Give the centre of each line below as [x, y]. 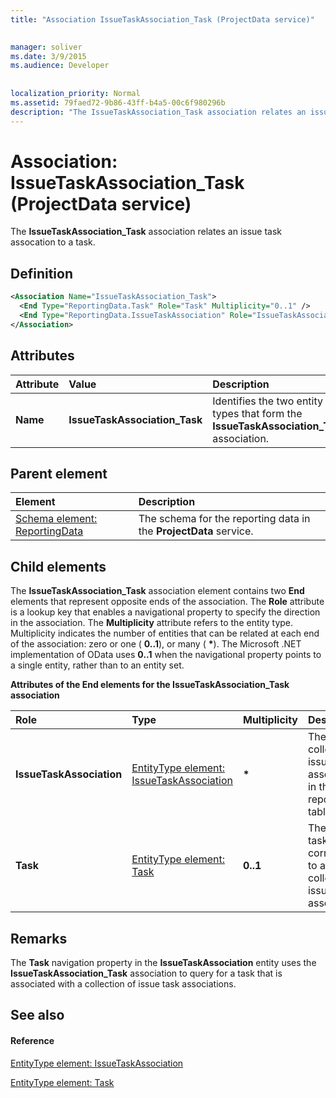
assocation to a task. [53, 242]
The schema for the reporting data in [224, 519]
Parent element [59, 473]
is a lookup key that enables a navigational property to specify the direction [165, 612]
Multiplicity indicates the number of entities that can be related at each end [165, 633]
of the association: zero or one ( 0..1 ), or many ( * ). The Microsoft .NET [156, 644]
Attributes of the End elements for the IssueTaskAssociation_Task [150, 685]
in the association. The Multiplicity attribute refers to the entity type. [152, 623]
